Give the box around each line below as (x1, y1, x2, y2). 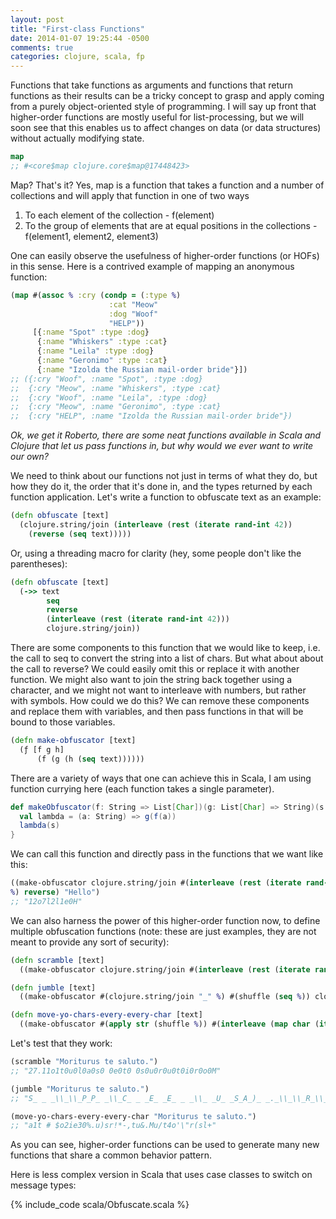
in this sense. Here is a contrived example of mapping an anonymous (10, 260, 295, 272)
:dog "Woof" (108, 309, 159, 319)
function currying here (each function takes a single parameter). (10, 782, 275, 795)
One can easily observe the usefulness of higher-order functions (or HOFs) (10, 249, 320, 261)
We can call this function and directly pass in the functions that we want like (10, 848, 324, 860)
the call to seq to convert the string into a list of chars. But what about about (10, 652, 324, 664)
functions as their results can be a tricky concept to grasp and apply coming (10, 90, 325, 102)
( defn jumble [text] (10, 982, 97, 993)
